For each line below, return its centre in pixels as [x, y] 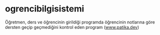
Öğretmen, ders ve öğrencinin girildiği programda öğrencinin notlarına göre [80, 22]
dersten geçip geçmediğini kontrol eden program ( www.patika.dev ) [72, 27]
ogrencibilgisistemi [45, 9]
